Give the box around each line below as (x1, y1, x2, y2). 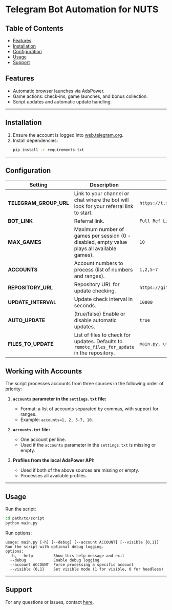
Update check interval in (74, 296, 133, 303)
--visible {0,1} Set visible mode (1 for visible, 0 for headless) (10, 566, 164, 572)
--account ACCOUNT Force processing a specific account (10, 562, 134, 567)
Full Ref (139, 218, 161, 224)
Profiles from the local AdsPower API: (12, 457, 95, 464)
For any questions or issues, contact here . (5, 599, 94, 605)
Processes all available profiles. (20, 473, 87, 479)
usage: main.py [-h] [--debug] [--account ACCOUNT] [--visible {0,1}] (5, 539, 159, 545)
